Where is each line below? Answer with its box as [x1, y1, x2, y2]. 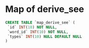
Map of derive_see [5, 3, 84, 15]
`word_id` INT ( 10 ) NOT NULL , [7, 29, 69, 34]
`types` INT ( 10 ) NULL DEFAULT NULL [7, 34, 82, 39]
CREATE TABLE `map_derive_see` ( [5, 20, 75, 25]
